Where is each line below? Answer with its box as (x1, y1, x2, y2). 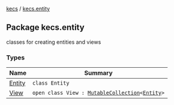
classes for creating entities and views (6, 38, 101, 46)
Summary (83, 69, 113, 77)
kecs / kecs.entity (6, 5, 50, 12)
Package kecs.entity (6, 22, 85, 32)
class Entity (32, 80, 70, 86)
